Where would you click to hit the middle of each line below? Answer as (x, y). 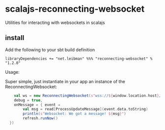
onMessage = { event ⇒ (37, 105)
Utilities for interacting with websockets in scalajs (55, 22)
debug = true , (28, 100)
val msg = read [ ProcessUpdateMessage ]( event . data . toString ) (85, 109)
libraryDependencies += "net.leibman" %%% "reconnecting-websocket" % (79, 59)
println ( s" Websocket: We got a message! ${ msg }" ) (74, 114)
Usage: (12, 72)
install (15, 38)
